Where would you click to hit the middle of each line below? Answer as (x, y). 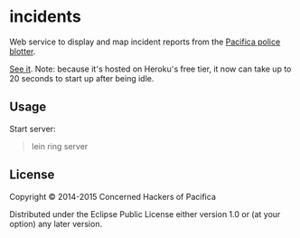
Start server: (33, 129)
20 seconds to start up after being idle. (82, 78)
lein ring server (60, 146)
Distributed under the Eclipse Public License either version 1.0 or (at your (145, 214)
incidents (45, 17)
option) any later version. (56, 224)
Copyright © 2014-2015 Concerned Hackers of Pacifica (113, 196)
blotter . (23, 51)
